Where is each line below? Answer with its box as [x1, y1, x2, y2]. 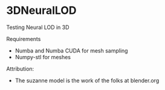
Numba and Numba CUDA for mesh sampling [15, 47, 128, 54]
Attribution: [6, 65, 34, 72]
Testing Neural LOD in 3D [6, 24, 70, 31]
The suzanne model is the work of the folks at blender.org [15, 77, 160, 84]
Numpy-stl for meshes [15, 53, 71, 60]
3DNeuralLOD [6, 4, 77, 18]
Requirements [6, 35, 41, 42]
